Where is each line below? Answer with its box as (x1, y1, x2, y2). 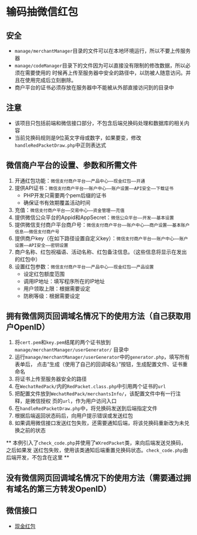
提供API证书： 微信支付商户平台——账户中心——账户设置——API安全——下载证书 (14, 184, 174, 191)
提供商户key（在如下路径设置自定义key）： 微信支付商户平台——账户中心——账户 (14, 234, 189, 241)
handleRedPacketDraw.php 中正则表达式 (14, 142, 107, 149)
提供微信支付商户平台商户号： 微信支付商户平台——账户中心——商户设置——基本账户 (14, 221, 190, 228)
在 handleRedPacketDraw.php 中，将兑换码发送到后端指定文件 (14, 405, 158, 412)
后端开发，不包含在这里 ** (6, 454, 69, 461)
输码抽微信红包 (6, 5, 79, 19)
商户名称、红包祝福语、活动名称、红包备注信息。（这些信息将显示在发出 (14, 248, 187, 255)
